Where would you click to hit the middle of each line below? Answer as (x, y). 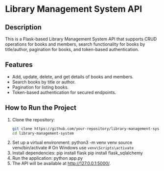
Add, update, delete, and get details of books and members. (73, 77)
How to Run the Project (41, 108)
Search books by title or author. (44, 82)
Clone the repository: (34, 119)
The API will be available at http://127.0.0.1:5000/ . (61, 164)
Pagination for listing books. (40, 87)
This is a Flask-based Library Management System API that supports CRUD (81, 39)
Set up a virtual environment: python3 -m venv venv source (72, 142)
